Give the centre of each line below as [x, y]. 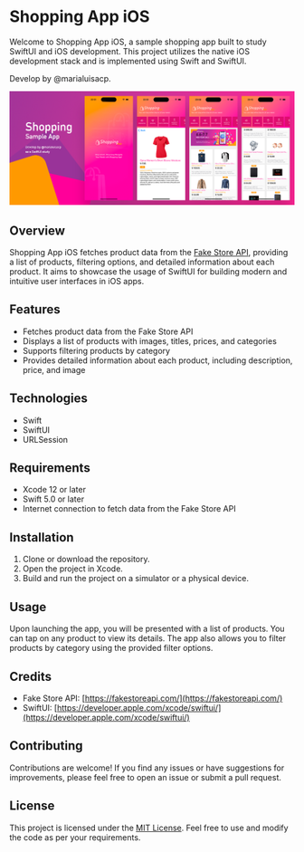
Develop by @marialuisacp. [60, 78]
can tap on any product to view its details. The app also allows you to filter [148, 638]
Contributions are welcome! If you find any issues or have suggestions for [147, 768]
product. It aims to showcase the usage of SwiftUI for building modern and [148, 272]
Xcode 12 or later [54, 490]
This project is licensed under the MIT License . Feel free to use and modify [149, 828]
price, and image [54, 369]
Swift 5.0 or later [53, 499]
